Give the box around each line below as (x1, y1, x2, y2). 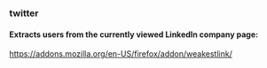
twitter (9, 7, 39, 19)
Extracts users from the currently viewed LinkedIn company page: (9, 29, 259, 40)
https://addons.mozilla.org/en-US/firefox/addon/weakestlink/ (9, 49, 232, 59)
